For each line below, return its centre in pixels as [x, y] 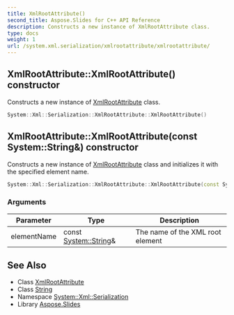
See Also [27, 266]
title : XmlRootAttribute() [46, 14]
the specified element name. [48, 171]
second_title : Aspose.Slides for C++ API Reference [84, 20]
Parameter [34, 220]
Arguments [27, 202]
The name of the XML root [178, 232]
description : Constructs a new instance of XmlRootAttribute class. [109, 26]
